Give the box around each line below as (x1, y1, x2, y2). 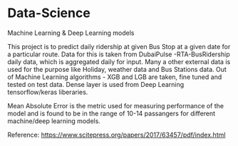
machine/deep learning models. (7, 116, 101, 125)
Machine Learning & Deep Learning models (7, 28, 135, 37)
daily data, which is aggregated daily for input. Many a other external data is (7, 57, 231, 66)
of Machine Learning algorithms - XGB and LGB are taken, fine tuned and (7, 73, 222, 81)
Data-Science (7, 5, 90, 21)
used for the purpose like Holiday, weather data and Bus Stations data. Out (7, 65, 227, 73)
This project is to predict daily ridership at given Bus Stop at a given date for (7, 42, 231, 51)
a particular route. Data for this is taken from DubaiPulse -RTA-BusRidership (7, 50, 230, 58)
